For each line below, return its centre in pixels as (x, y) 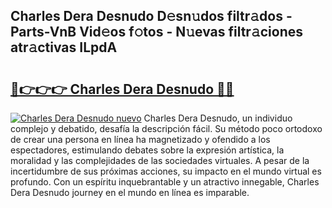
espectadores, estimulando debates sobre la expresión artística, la (147, 150)
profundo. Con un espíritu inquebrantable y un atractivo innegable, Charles (165, 182)
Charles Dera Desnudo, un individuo (218, 118)
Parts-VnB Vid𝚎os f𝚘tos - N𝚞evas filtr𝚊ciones (157, 32)
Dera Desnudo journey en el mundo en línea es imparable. (130, 192)
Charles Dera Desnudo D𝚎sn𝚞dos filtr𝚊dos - (151, 16)
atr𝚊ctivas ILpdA (64, 47)
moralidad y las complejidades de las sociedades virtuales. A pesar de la (160, 160)
